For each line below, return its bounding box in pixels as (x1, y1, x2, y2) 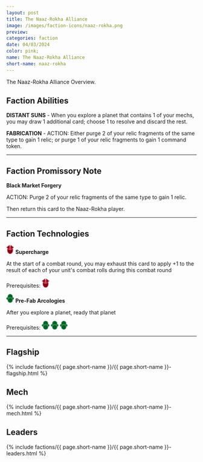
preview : (6, 29, 28, 35)
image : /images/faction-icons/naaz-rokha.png (6, 22, 123, 28)
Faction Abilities (6, 96, 69, 106)
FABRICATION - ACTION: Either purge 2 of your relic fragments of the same (6, 130, 195, 137)
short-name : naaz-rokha (6, 60, 66, 67)
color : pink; (6, 48, 39, 54)
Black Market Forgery (6, 182, 62, 189)
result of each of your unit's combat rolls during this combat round (6, 267, 172, 274)
